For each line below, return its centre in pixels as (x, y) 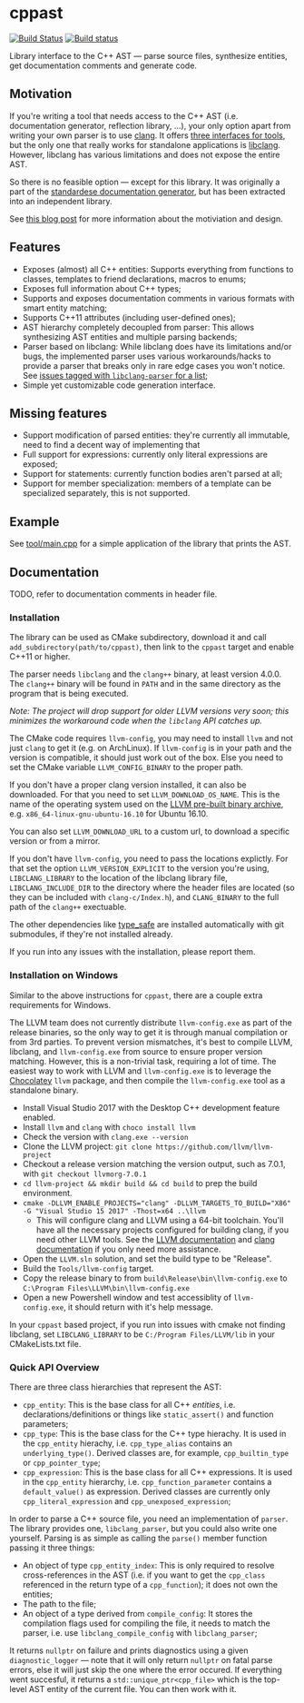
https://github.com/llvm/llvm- (215, 1147)
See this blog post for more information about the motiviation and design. (146, 218)
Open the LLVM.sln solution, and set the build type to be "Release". (147, 1258)
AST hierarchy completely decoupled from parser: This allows (138, 327)
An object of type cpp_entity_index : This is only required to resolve (148, 1565)
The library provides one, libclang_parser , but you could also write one (143, 1528)
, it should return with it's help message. (138, 1307)
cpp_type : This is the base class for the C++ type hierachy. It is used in (154, 1433)
